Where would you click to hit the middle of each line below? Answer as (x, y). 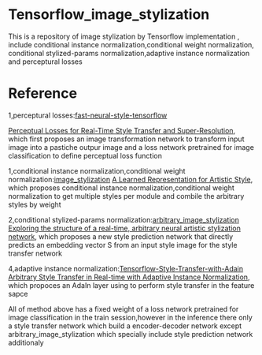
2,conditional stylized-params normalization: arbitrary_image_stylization (124, 219)
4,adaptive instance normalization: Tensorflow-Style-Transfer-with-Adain (126, 268)
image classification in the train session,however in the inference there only (131, 317)
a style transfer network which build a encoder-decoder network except (125, 326)
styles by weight (35, 204)
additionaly (26, 342)
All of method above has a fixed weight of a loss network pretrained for (124, 308)
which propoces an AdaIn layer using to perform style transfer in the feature (131, 285)
